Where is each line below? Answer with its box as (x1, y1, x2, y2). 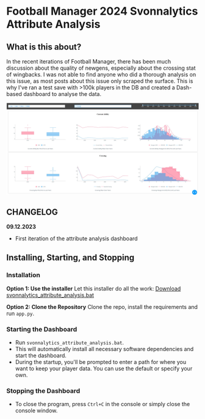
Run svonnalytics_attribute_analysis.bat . (15, 338, 124, 346)
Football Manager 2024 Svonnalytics (6, 4, 198, 18)
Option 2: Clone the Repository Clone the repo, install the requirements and (6, 303, 198, 310)
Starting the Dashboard (6, 325, 77, 333)
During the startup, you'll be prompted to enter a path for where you (15, 358, 187, 365)
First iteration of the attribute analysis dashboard (15, 234, 138, 242)
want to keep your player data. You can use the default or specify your (15, 365, 193, 372)
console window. (15, 407, 58, 414)
